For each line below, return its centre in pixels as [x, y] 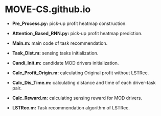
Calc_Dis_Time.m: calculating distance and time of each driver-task [84, 82]
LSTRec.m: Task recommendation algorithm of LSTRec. [71, 107]
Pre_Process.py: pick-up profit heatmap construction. [70, 23]
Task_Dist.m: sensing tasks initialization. [55, 53]
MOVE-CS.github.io [48, 9]
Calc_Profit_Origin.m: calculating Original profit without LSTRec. [80, 73]
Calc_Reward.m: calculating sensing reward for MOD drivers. [77, 98]
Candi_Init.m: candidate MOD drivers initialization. [65, 63]
